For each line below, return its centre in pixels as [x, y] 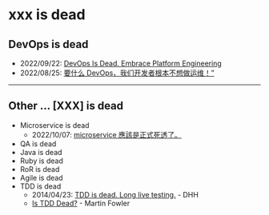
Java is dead [41, 152]
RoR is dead [40, 169]
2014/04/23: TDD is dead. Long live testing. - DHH [115, 194]
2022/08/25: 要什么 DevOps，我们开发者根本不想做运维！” [117, 73]
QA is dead [38, 143]
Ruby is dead [42, 161]
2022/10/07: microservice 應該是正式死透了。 [107, 134]
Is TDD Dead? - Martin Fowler [81, 203]
